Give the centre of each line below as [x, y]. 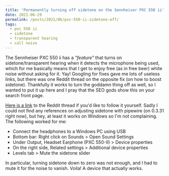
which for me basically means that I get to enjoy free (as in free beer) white [84, 68]
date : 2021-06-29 [24, 15]
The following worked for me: [36, 121]
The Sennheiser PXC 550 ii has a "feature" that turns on [64, 57]
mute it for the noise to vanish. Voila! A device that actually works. [74, 168]
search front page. [25, 95]
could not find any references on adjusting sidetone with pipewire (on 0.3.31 [84, 110]
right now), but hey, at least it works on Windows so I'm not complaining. [81, 116]
